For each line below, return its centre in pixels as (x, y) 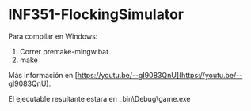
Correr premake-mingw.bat (64, 51)
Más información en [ (43, 75)
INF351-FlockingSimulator (96, 15)
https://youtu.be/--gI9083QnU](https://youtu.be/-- (160, 75)
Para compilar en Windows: (53, 36)
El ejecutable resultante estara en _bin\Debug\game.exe (100, 98)
